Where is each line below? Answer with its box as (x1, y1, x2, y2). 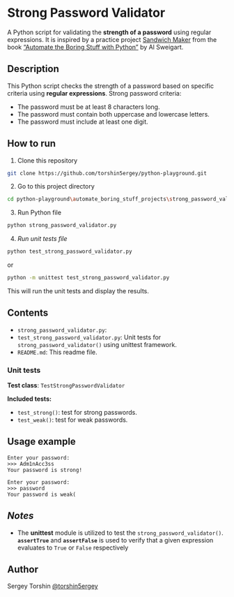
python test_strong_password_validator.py (7, 248, 132, 256)
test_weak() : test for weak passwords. (17, 415, 128, 424)
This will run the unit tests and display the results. (7, 286, 150, 295)
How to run (7, 138, 56, 149)
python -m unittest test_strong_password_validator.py (7, 274, 170, 281)
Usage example (7, 436, 77, 448)
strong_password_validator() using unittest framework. (17, 340, 178, 348)
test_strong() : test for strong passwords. (17, 408, 137, 417)
